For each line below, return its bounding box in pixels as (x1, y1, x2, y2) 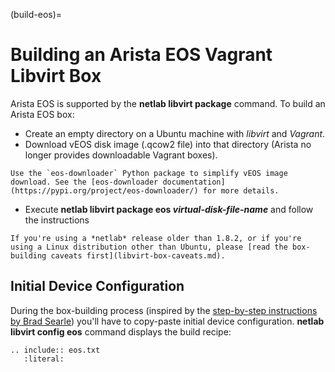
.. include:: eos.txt (10, 345, 101, 355)
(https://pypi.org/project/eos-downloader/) (10, 185, 199, 196)
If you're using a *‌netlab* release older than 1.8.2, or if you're (10, 233, 302, 243)
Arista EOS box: (10, 108, 75, 120)
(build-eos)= (10, 9, 63, 20)
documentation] (162, 177, 226, 187)
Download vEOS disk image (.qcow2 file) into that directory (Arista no (24, 138, 312, 150)
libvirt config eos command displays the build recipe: (10, 325, 232, 338)
